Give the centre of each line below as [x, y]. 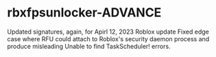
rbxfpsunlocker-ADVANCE [84, 13]
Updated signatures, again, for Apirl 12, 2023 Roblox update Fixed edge [108, 32]
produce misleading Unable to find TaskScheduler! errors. [89, 46]
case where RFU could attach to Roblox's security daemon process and [108, 38]
